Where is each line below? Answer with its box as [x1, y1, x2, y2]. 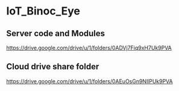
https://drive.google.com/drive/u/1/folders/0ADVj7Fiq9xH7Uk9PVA [6, 44, 172, 51]
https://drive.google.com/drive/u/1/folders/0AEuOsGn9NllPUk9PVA [6, 77, 173, 85]
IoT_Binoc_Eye [6, 4, 80, 18]
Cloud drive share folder [6, 61, 99, 72]
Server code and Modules [6, 28, 105, 39]
